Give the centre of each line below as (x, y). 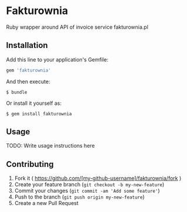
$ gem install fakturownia (39, 114)
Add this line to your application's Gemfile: (57, 59)
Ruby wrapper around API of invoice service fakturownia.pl (77, 27)
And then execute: (28, 81)
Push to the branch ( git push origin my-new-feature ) (79, 197)
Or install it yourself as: (34, 103)
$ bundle (17, 92)
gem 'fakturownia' (28, 70)
